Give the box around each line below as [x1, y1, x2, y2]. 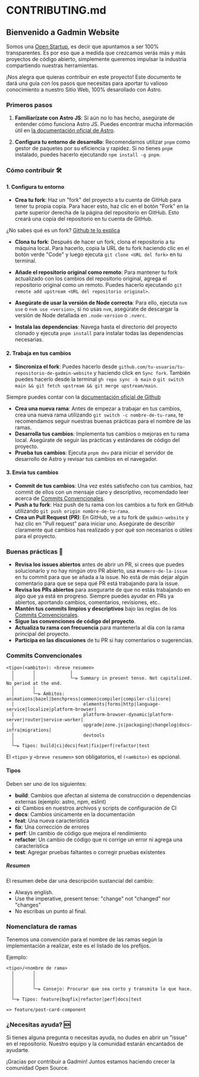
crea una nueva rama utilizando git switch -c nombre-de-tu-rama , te [14, 411, 184, 418]
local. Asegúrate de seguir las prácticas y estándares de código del [14, 436, 180, 443]
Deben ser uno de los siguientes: [6, 780, 87, 787]
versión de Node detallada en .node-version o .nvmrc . [14, 312, 147, 319]
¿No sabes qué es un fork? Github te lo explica [6, 227, 121, 234]
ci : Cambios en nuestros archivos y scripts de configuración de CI [14, 804, 177, 811]
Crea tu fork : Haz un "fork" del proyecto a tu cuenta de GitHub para [14, 197, 181, 204]
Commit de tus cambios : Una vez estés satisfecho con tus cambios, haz [14, 482, 193, 489]
